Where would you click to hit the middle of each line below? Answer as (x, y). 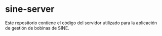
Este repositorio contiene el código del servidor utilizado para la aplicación (81, 23)
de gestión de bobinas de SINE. (37, 28)
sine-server (30, 9)
